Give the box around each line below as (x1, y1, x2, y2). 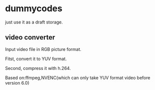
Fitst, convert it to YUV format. (5, 56, 67, 62)
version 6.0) (5, 80, 30, 86)
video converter (5, 33, 56, 42)
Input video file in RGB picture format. (5, 46, 82, 52)
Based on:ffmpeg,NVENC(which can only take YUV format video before (5, 74, 151, 81)
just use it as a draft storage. (5, 19, 63, 25)
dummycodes (5, 3, 62, 14)
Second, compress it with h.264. (5, 65, 71, 71)
